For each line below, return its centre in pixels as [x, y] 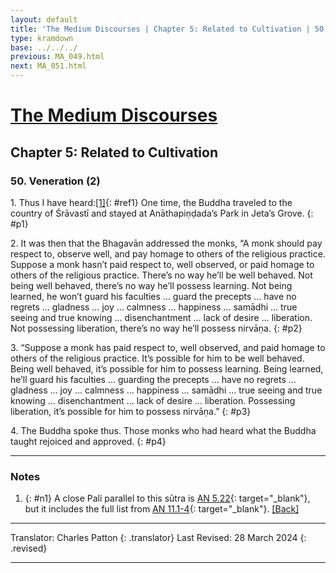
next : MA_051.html [48, 66]
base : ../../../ [44, 47]
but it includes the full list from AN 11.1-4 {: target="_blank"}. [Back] [162, 509]
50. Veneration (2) [55, 181]
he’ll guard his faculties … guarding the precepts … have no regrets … [153, 379]
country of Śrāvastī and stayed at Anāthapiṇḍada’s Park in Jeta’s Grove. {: [162, 213]
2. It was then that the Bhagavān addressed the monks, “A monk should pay [166, 243]
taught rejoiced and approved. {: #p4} [88, 441]
